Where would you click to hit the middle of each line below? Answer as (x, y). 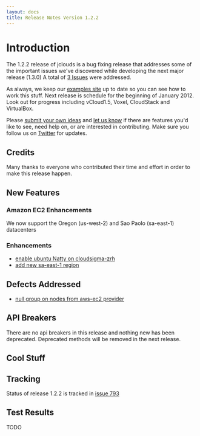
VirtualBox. (20, 109)
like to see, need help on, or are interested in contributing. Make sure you (98, 127)
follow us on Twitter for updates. (47, 133)
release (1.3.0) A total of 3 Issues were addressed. (69, 77)
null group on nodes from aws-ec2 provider (69, 299)
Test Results (30, 413)
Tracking (23, 379)
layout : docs (23, 12)
